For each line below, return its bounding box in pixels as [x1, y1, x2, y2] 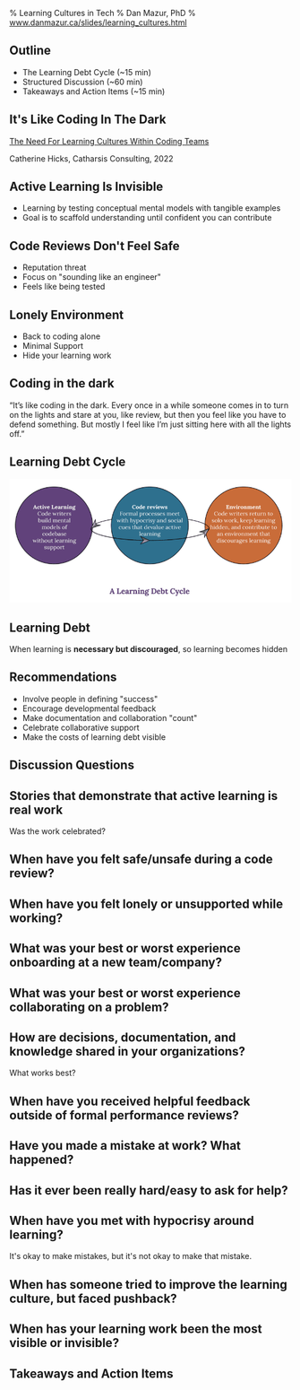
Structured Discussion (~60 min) [21, 76, 143, 87]
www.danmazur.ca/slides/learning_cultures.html [9, 17, 187, 28]
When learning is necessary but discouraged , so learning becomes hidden [9, 644, 288, 654]
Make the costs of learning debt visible [21, 731, 167, 743]
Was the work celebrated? [9, 826, 106, 837]
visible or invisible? [9, 1335, 119, 1351]
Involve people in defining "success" [21, 693, 159, 704]
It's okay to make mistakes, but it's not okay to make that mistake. [9, 1251, 253, 1262]
